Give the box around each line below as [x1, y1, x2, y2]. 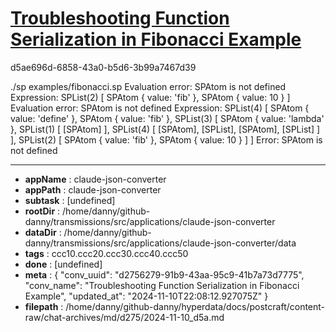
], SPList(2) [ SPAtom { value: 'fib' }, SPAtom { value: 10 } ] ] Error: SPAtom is [10, 133, 323, 146]
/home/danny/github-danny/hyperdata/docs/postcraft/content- [65, 300, 326, 312]
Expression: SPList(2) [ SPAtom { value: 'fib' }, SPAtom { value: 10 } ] [10, 91, 291, 103]
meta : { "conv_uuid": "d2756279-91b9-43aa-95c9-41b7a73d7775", [24, 268, 305, 281]
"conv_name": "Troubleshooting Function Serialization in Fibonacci [24, 279, 300, 291]
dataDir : [24, 226, 62, 238]
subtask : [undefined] [24, 194, 116, 206]
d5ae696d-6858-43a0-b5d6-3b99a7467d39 [10, 61, 197, 73]
